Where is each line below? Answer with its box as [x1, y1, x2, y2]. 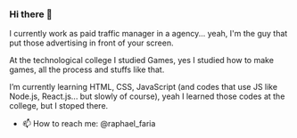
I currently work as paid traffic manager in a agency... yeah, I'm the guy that [9, 28, 288, 39]
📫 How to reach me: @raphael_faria [21, 118, 156, 129]
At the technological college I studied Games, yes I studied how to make [9, 55, 275, 66]
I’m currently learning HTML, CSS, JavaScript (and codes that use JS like [9, 82, 278, 93]
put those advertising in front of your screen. [9, 37, 174, 48]
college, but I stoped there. [9, 101, 109, 111]
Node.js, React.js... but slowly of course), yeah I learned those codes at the [9, 91, 285, 101]
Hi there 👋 [9, 8, 54, 20]
